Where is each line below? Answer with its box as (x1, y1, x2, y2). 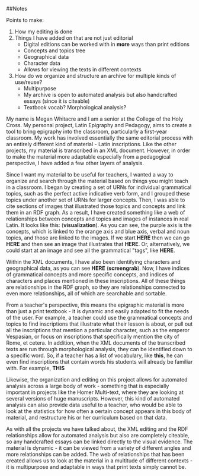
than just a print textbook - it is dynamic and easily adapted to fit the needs (6, 308, 190, 314)
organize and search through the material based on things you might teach (6, 178, 188, 184)
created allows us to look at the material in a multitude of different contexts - (6, 457, 193, 464)
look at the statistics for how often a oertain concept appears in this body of (6, 408, 191, 415)
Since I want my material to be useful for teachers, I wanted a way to (6, 171, 174, 178)
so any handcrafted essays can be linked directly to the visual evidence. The (6, 438, 193, 445)
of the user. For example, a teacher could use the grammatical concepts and (6, 314, 192, 321)
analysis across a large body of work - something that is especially (6, 383, 169, 389)
